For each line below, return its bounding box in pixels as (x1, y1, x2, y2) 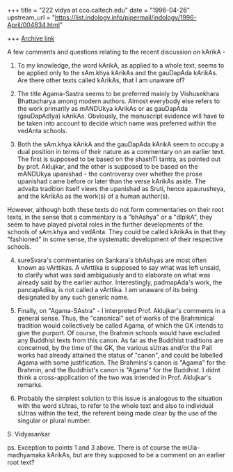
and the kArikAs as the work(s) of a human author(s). (17, 192, 170, 200)
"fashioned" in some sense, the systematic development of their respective (7, 235, 223, 243)
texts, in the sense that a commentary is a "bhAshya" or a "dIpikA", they (7, 213, 213, 221)
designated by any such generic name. (17, 293, 129, 301)
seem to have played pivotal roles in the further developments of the (7, 220, 203, 229)
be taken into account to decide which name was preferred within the (17, 119, 217, 128)
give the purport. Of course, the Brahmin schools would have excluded (17, 329, 220, 337)
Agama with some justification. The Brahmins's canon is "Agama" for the (17, 358, 226, 367)
